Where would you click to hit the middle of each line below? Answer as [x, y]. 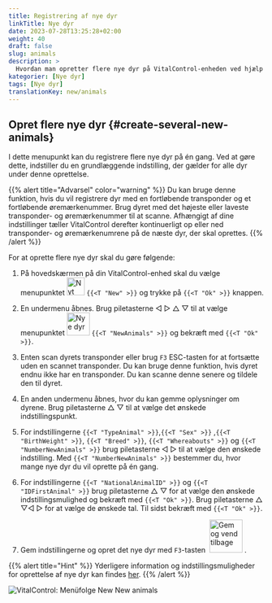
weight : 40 [27, 39]
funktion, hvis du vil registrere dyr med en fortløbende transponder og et [130, 199]
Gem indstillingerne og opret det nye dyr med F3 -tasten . [133, 550]
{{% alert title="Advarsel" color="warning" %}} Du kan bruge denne [122, 190]
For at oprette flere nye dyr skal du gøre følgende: [92, 258]
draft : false [30, 46]
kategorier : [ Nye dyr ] [47, 76]
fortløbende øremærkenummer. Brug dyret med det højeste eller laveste [129, 208]
